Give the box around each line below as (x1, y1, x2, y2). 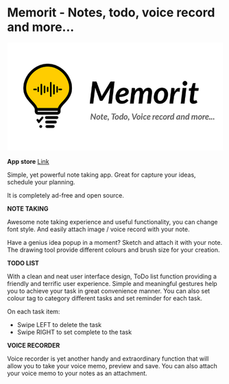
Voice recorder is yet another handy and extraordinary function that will (7, 355, 209, 363)
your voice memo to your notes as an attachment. (7, 369, 147, 377)
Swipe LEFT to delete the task (16, 320, 102, 328)
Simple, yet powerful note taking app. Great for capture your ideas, (7, 170, 197, 179)
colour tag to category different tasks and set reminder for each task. (7, 293, 202, 302)
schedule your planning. (7, 178, 75, 186)
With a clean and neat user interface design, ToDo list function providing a (7, 272, 217, 280)
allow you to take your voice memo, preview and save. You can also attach (7, 361, 218, 370)
